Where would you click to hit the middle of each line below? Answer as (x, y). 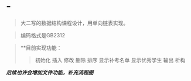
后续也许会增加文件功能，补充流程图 (50, 72)
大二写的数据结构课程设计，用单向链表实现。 (74, 23)
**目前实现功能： (41, 47)
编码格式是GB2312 (43, 35)
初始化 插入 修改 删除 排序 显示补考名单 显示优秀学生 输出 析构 (110, 60)
